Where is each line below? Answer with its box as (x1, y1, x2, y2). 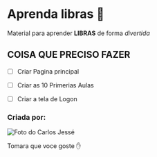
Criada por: (7, 112, 46, 122)
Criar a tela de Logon (17, 94, 77, 103)
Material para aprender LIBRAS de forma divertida (7, 29, 150, 37)
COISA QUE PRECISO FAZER (7, 49, 131, 61)
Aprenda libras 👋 (7, 6, 105, 22)
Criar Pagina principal (17, 67, 80, 75)
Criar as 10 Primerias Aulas (17, 81, 95, 89)
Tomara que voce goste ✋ (7, 142, 82, 150)
